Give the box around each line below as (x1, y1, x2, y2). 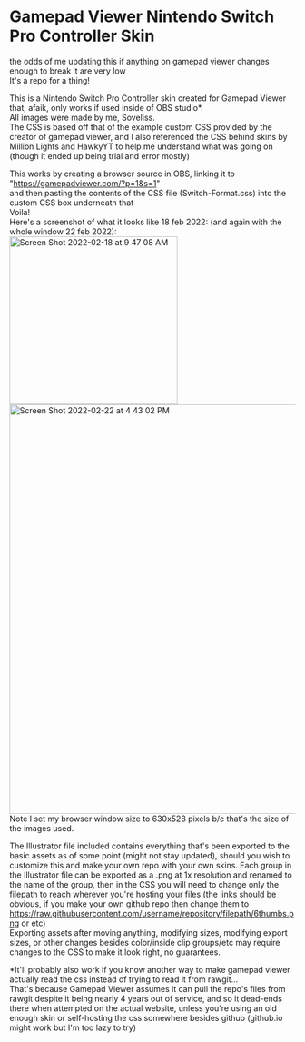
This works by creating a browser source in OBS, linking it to (9, 168, 236, 179)
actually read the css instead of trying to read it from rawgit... (9, 974, 239, 985)
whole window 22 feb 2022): (9, 225, 117, 237)
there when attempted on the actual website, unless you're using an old (9, 1002, 277, 1014)
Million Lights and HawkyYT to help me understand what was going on (9, 141, 274, 152)
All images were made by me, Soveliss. (9, 112, 156, 123)
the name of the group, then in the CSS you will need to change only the (9, 878, 280, 889)
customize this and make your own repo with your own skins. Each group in (9, 859, 292, 870)
